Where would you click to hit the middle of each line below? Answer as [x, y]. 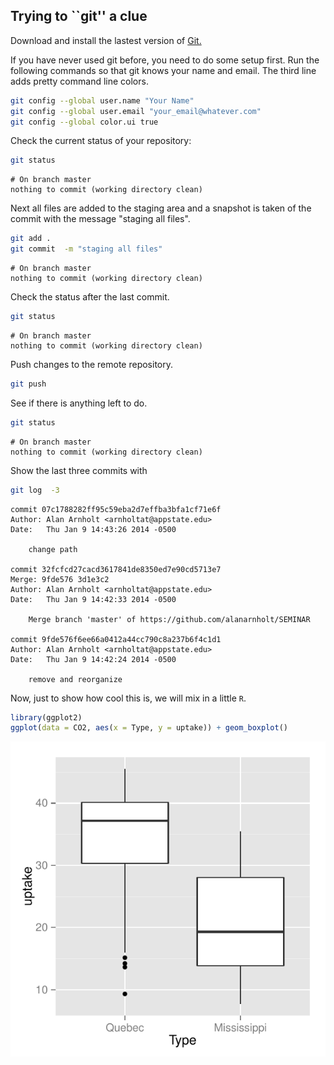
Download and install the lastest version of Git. [106, 40]
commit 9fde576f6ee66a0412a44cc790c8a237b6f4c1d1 [116, 639]
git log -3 [35, 490]
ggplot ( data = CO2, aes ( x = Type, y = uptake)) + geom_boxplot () [149, 728]
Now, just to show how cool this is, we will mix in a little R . [128, 698]
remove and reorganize [75, 679]
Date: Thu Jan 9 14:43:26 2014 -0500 [93, 529]
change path [53, 549]
